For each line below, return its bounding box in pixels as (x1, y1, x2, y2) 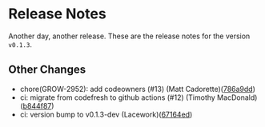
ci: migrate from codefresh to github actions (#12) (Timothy (19, 93, 216, 102)
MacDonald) (217, 93, 258, 102)
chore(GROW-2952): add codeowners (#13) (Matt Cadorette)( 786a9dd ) (19, 84, 256, 93)
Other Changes (8, 63, 86, 77)
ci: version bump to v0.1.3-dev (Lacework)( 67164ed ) (19, 109, 193, 119)
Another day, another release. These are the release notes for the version (8, 31, 251, 41)
